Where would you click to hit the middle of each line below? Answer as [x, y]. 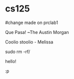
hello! [11, 61]
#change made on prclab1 [32, 22]
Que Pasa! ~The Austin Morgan [37, 32]
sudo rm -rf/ [18, 51]
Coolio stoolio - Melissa [29, 42]
